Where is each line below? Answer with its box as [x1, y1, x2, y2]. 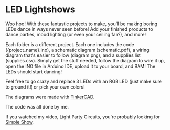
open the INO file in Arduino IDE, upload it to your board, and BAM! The [5, 63, 156, 69]
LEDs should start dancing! [5, 68, 62, 75]
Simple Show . [5, 119, 34, 125]
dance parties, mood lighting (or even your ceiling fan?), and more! [5, 31, 146, 37]
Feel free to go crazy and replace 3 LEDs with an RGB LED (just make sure [5, 78, 162, 84]
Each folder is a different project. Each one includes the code [5, 41, 134, 47]
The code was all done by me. [5, 103, 69, 110]
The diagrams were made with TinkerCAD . [5, 94, 95, 100]
